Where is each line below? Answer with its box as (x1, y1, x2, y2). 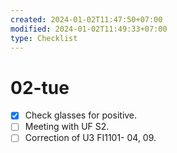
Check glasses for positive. (24, 109, 138, 121)
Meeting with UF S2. (24, 121, 110, 133)
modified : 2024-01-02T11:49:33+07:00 (10, 24, 168, 34)
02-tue (10, 76, 70, 99)
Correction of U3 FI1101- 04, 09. (24, 132, 157, 144)
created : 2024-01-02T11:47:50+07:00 (10, 14, 163, 25)
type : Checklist (10, 33, 78, 43)
